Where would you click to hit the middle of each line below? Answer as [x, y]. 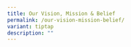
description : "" [30, 33]
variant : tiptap [30, 26]
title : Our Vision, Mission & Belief [61, 13]
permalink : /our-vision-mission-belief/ [66, 20]
